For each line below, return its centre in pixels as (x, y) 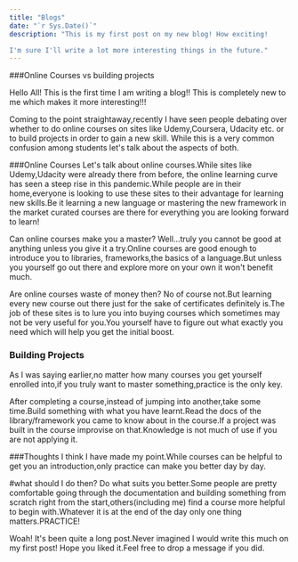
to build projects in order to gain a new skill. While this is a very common (142, 138)
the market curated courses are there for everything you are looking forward (149, 212)
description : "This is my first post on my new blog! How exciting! (139, 34)
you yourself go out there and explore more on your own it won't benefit (141, 267)
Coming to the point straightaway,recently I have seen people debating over (148, 119)
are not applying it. (44, 439)
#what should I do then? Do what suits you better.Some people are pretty (143, 483)
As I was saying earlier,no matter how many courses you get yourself (136, 374)
